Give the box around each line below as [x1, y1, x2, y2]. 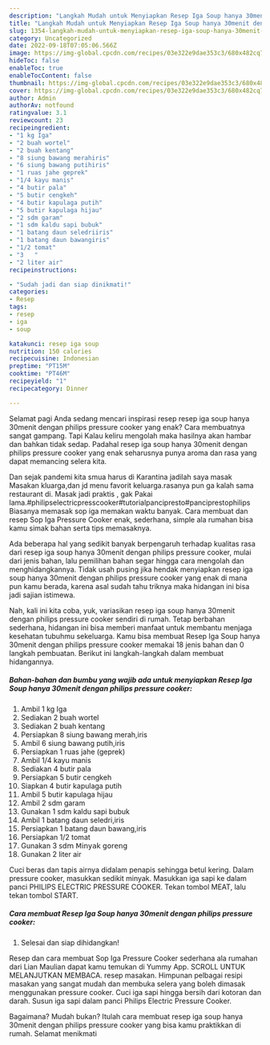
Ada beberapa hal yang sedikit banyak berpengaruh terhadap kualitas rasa [9, 539, 256, 548]
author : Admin [9, 94, 57, 102]
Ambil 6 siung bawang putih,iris [20, 738, 125, 748]
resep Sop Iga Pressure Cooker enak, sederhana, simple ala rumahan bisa [9, 514, 253, 524]
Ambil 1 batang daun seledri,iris [20, 815, 125, 825]
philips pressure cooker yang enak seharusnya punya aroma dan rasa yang [9, 448, 257, 457]
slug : [9, 27, 27, 35]
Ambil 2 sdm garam [20, 797, 86, 808]
